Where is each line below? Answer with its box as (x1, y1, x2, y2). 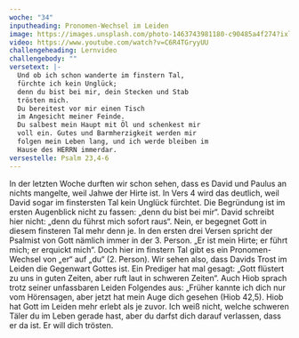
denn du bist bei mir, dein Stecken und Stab (17, 87, 190, 96)
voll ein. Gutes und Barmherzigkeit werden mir (17, 129, 198, 138)
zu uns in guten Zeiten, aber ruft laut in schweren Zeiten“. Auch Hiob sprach (9, 272, 287, 283)
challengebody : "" (9, 54, 77, 63)
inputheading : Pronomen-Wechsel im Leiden (9, 21, 169, 30)
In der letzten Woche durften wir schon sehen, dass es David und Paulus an (9, 178, 287, 189)
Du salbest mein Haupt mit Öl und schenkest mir (17, 121, 201, 130)
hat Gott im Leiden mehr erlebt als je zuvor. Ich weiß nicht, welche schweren (9, 301, 289, 311)
